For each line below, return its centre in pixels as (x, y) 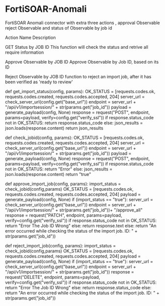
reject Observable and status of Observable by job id (58, 28)
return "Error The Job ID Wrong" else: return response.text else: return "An (81, 226)
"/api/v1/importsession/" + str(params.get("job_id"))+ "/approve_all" (74, 210)
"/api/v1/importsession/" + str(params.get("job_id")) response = (69, 272)
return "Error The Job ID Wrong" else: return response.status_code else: (78, 287)
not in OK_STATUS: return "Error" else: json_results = (59, 169)
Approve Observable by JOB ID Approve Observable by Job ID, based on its (82, 62)
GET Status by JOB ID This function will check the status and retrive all (77, 47)
